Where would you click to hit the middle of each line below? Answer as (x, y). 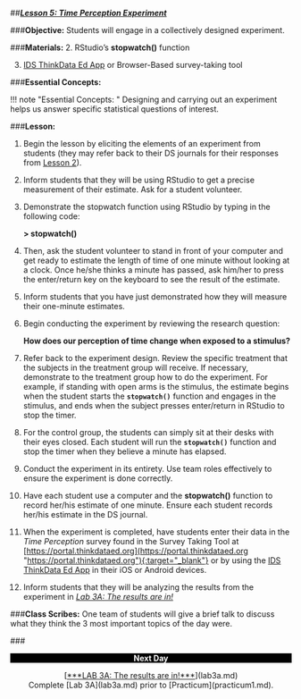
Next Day (151, 658)
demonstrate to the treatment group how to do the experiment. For (146, 377)
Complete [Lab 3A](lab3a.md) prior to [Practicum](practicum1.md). (151, 685)
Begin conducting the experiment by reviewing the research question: (151, 324)
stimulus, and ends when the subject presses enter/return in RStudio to (154, 405)
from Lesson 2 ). (52, 163)
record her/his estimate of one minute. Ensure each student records (148, 505)
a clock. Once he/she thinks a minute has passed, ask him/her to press (153, 270)
